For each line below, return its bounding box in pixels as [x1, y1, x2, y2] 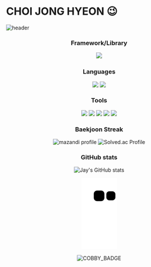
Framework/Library [70, 39, 128, 47]
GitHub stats [80, 153, 118, 162]
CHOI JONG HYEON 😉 [6, 5, 118, 18]
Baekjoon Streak [75, 125, 123, 133]
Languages [82, 68, 116, 76]
